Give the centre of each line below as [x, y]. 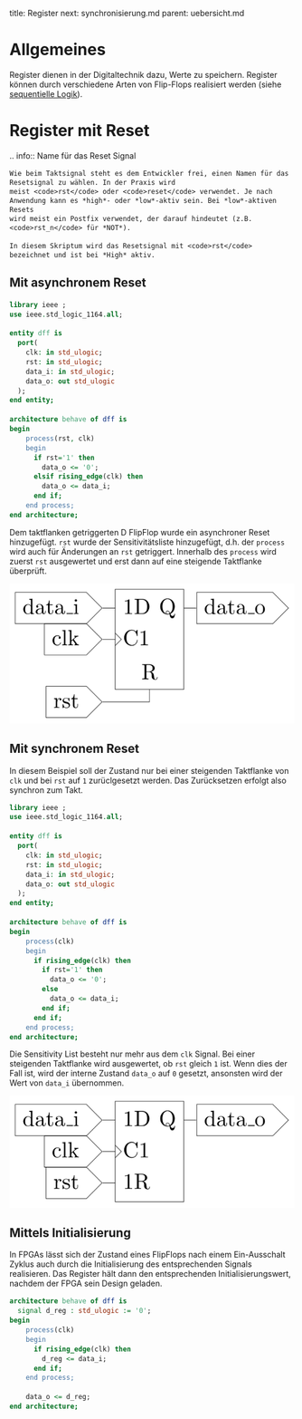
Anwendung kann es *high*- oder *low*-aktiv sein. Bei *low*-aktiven [143, 200]
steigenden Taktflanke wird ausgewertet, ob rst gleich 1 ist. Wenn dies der [148, 1064]
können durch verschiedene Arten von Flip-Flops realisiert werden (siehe [146, 84]
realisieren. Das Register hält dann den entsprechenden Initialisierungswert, [150, 1274]
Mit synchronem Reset [75, 749]
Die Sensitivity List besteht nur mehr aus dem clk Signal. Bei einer [132, 1054]
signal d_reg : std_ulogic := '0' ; [85, 1311]
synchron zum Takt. [46, 790]
